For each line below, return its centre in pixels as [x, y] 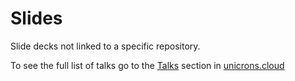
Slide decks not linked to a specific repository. [105, 46]
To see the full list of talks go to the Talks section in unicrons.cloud [147, 65]
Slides [36, 18]
